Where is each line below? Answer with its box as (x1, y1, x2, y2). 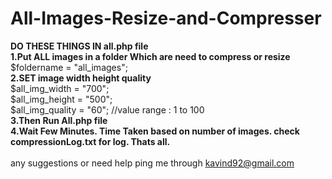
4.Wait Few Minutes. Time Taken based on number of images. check (10, 125, 300, 137)
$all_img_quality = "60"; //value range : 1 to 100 (10, 103, 205, 116)
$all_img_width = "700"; (10, 82, 110, 94)
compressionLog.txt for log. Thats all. (10, 135, 171, 147)
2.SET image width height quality (10, 72, 152, 84)
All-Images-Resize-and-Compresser (10, 7, 322, 30)
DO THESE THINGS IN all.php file (10, 40, 149, 52)
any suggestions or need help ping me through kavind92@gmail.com (10, 157, 295, 169)
